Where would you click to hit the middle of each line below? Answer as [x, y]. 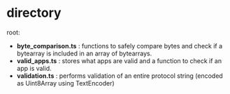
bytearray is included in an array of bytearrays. [84, 53]
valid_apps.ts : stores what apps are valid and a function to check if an [119, 60]
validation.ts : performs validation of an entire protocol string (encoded [120, 76]
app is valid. [34, 68]
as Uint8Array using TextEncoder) [65, 83]
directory [34, 13]
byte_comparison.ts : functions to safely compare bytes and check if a [120, 46]
